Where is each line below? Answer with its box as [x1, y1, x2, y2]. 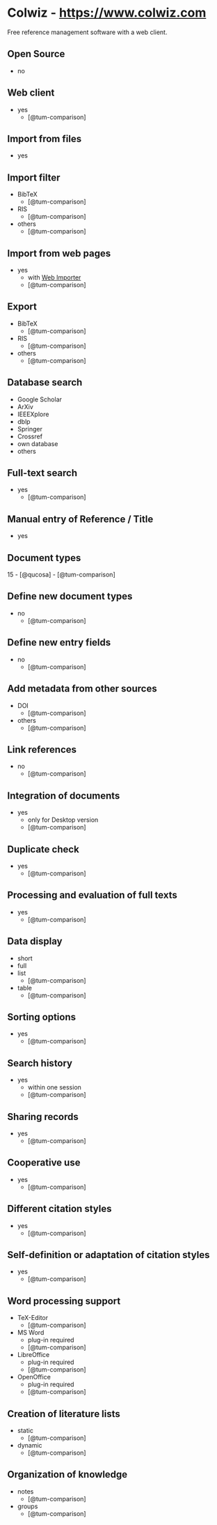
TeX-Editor [17, 1314, 49, 1322]
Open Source [7, 48, 65, 60]
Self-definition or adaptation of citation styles [7, 1249, 210, 1261]
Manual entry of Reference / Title [7, 513, 154, 525]
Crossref [17, 432, 43, 440]
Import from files [7, 132, 82, 144]
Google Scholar [17, 395, 63, 404]
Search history [7, 1057, 73, 1069]
